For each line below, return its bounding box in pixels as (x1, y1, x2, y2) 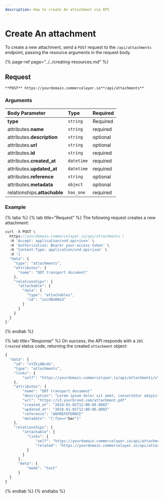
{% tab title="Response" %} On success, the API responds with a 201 (5, 338, 144, 344)
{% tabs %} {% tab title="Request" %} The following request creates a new (5, 215, 156, 221)
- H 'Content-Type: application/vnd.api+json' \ (9, 247, 108, 252)
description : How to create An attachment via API (5, 7, 110, 12)
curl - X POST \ (5, 229, 36, 234)
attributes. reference (7, 173, 54, 180)
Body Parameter (7, 110, 46, 116)
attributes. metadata (7, 181, 53, 188)
